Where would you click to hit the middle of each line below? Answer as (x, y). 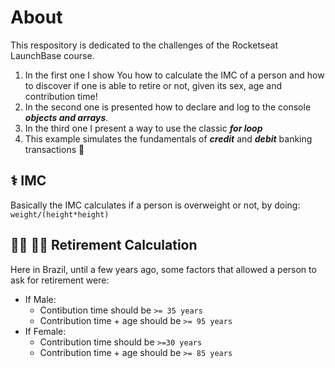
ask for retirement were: (60, 280)
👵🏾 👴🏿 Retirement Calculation (104, 245)
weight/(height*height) (60, 214)
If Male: (40, 299)
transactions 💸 (54, 149)
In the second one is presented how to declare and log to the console (168, 107)
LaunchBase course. (52, 55)
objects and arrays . (66, 117)
